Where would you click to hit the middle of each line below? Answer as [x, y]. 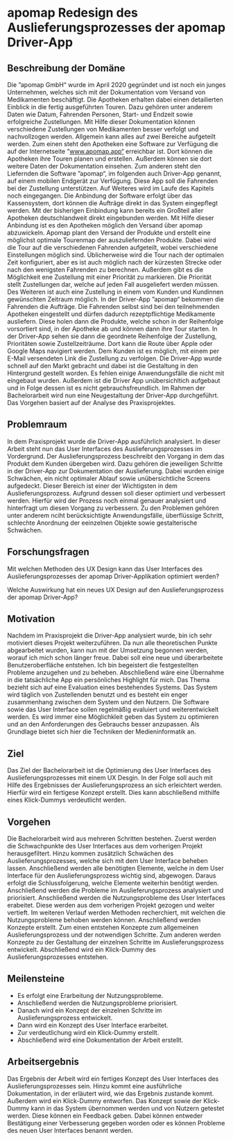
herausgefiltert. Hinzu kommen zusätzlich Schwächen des [90, 853]
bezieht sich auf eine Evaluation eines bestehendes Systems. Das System [112, 688]
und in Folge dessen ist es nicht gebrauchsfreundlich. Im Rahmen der [106, 388]
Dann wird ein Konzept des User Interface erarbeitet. [93, 1025]
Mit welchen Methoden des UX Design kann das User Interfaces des [105, 569]
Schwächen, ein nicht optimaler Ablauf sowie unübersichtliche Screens [109, 478]
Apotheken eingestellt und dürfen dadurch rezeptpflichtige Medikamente [111, 314]
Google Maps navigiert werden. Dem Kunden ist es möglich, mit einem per [113, 351]
